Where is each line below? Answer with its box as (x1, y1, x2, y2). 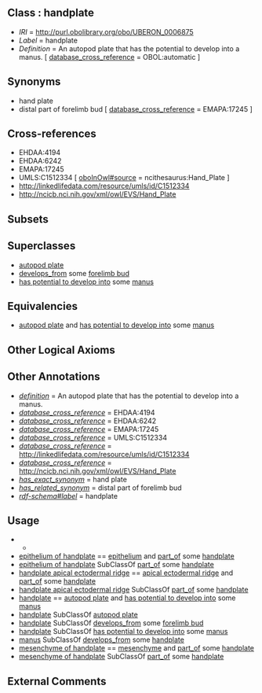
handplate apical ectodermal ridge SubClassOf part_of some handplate (18, 585, 249, 595)
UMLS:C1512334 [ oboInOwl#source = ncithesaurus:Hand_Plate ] (18, 173, 230, 182)
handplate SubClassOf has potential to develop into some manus (18, 627, 228, 636)
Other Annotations (7, 370, 100, 384)
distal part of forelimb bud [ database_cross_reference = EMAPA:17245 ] (18, 104, 253, 113)
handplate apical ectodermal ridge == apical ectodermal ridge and (18, 568, 234, 577)
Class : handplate (7, 6, 95, 20)
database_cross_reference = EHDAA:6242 (18, 416, 157, 426)
